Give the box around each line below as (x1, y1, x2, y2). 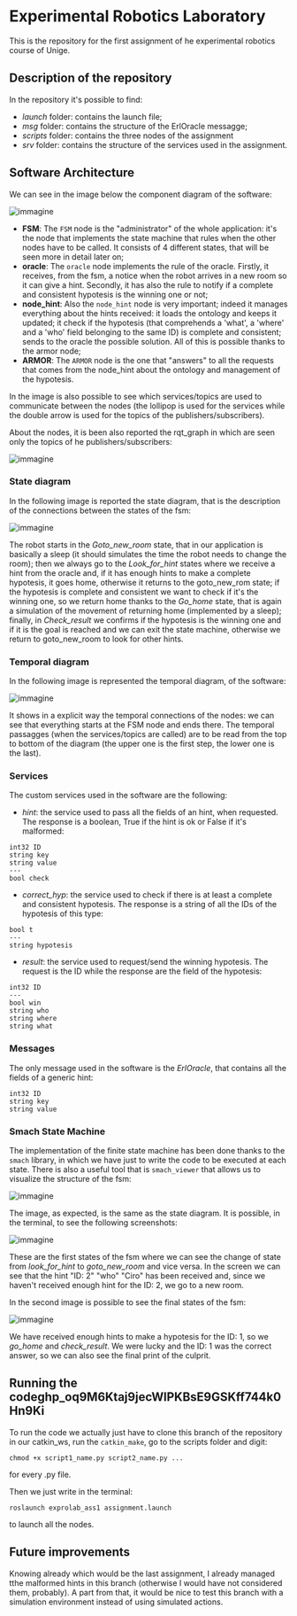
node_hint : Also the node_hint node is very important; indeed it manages (21, 299, 288, 309)
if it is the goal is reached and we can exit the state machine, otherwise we (9, 624, 281, 634)
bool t (9, 926, 34, 935)
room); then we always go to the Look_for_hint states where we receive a (9, 558, 276, 569)
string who (9, 1006, 49, 1015)
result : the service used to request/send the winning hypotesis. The (21, 957, 269, 967)
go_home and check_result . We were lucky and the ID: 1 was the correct (9, 1340, 272, 1352)
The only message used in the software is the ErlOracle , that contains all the (9, 1062, 287, 1073)
